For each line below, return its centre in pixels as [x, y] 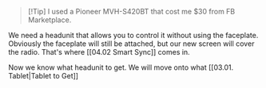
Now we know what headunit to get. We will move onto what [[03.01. [121, 67]
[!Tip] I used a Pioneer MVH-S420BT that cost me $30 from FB [131, 11]
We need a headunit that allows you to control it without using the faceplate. [133, 35]
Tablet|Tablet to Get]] [43, 76]
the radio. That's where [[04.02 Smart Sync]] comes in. [99, 52]
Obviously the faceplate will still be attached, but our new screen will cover [131, 44]
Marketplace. [50, 20]
